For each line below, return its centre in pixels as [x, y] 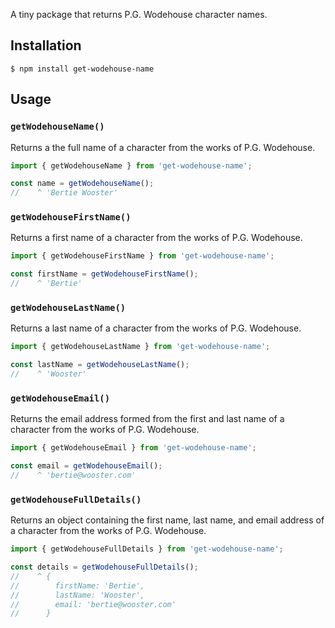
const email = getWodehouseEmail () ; [86, 466]
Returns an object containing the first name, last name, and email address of [167, 520]
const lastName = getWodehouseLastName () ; [100, 365]
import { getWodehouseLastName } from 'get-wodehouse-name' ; [140, 347]
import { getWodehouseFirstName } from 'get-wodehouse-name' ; [142, 256]
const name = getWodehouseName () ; [82, 184]
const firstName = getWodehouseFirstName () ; [104, 274]
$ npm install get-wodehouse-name [82, 69]
